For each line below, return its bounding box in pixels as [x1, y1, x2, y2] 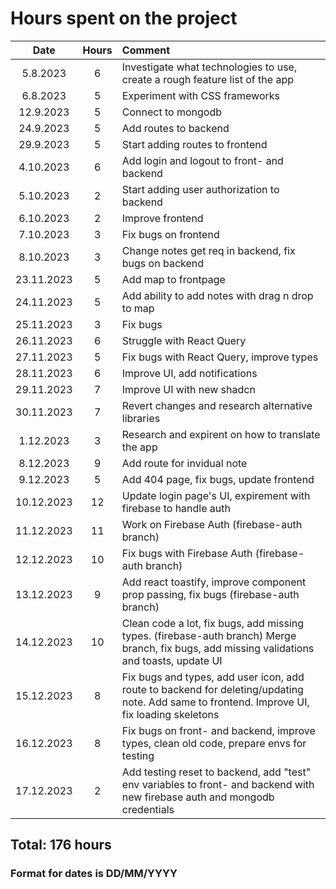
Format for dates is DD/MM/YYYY [10, 867, 178, 881]
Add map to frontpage [121, 272, 226, 286]
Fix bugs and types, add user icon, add [121, 670, 305, 684]
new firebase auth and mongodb [121, 790, 275, 804]
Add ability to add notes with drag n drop [121, 288, 314, 302]
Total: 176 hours [10, 837, 112, 854]
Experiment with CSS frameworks [121, 88, 281, 102]
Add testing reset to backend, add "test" [121, 765, 312, 779]
